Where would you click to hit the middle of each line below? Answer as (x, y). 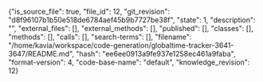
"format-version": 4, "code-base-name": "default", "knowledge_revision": (129, 62)
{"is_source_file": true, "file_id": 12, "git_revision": (89, 12)
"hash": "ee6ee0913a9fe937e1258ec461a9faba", (155, 54)
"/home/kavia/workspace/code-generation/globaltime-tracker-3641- (121, 45)
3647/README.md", (41, 54)
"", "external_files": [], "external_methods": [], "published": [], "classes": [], (131, 28)
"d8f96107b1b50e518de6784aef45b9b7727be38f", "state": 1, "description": (132, 20)
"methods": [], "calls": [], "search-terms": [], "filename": (100, 37)
